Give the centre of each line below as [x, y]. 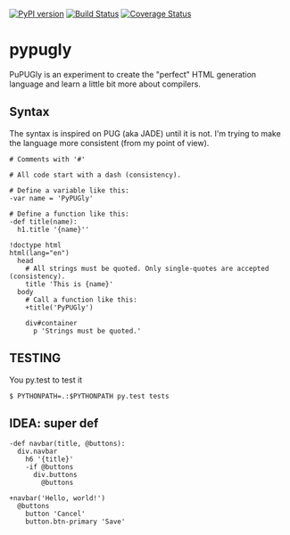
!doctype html [36, 245]
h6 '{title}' [50, 459]
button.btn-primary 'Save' [75, 522]
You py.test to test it [46, 380]
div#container [51, 323]
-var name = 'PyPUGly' [51, 198]
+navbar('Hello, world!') [57, 498]
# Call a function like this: [82, 300]
